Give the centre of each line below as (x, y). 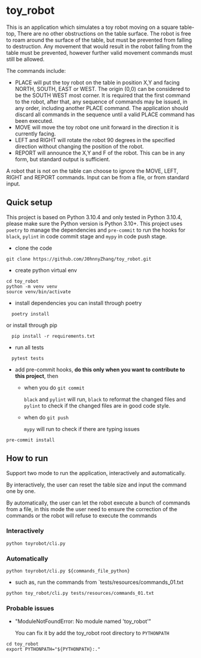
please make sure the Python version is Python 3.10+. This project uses (94, 223)
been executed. (34, 120)
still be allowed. (25, 59)
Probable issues (30, 609)
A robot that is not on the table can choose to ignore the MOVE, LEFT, (92, 171)
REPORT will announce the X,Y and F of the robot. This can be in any (100, 153)
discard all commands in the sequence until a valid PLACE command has (105, 114)
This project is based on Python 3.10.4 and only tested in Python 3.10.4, (94, 217)
